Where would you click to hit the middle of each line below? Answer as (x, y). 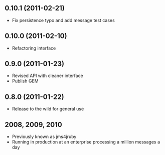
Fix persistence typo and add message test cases (63, 20)
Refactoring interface (34, 48)
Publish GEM (25, 81)
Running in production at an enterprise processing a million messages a (86, 142)
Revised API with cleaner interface (47, 76)
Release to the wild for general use (48, 109)
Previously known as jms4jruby (44, 136)
